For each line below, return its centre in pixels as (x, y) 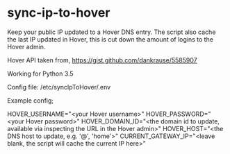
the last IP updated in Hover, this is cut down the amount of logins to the (110, 39)
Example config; (31, 100)
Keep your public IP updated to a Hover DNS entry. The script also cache (112, 32)
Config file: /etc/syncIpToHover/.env (59, 87)
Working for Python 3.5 (41, 74)
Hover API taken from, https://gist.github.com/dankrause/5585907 (102, 60)
